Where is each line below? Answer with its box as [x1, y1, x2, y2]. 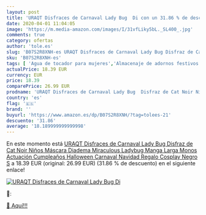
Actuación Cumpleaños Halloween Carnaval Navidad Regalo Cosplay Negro [6, 153, 198, 160]
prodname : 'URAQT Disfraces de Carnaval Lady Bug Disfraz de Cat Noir [6, 89, 193, 95]
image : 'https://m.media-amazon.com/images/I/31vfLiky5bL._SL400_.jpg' [6, 26, 193, 33]
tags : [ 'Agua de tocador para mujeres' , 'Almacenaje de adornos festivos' [6, 60, 202, 66]
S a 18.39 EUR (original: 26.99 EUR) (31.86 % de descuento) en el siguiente [6, 160, 196, 167]
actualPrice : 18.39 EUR [6, 66, 67, 72]
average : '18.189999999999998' [6, 123, 86, 130]
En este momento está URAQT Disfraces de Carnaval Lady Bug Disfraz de [6, 140, 193, 147]
